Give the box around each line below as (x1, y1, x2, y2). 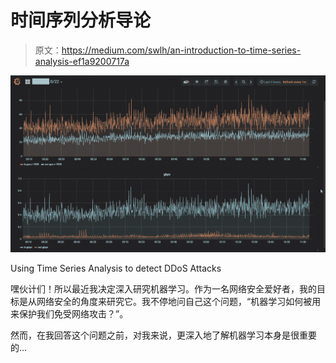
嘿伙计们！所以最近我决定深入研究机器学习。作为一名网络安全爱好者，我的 (10, 282, 317, 295)
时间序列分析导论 (10, 9, 152, 32)
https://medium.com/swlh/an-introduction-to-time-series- (61, 44, 302, 56)
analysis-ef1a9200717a (34, 55, 130, 67)
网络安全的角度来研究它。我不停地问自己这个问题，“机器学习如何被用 (36, 295, 322, 307)
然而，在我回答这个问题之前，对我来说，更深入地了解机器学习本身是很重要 (10, 329, 317, 341)
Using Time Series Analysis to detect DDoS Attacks (10, 262, 222, 274)
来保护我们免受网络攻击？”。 (10, 307, 129, 320)
